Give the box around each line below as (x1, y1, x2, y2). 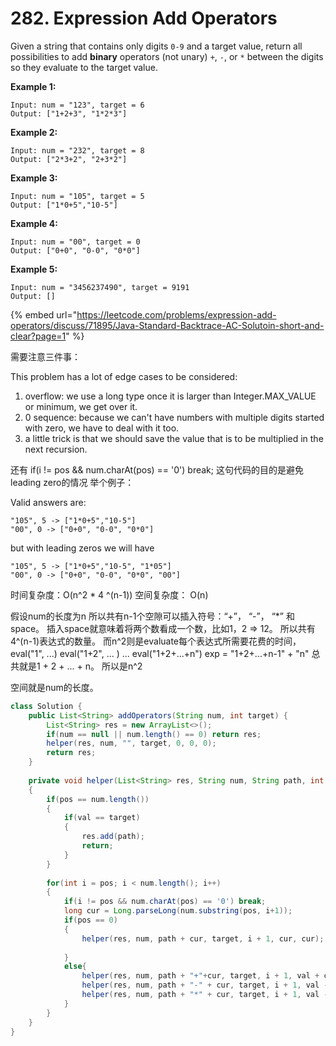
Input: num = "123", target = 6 (10, 100, 145, 110)
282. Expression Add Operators (10, 7, 278, 30)
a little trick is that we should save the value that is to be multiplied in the (24, 432, 324, 444)
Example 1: (10, 80, 57, 92)
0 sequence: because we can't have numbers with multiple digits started (24, 411, 325, 423)
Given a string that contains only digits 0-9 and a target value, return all (10, 40, 303, 52)
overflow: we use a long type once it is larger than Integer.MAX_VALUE (24, 390, 317, 402)
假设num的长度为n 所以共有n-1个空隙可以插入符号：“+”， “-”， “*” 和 (10, 610, 295, 622)
